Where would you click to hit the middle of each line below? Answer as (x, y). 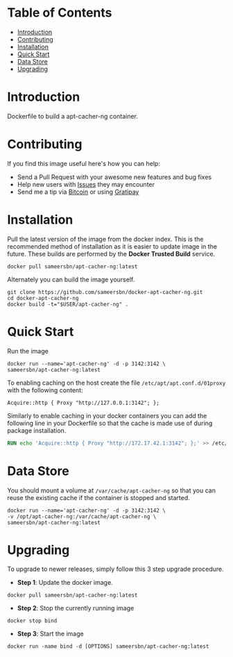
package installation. (37, 430)
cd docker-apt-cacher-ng (43, 298)
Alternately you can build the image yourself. (71, 279)
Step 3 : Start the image (51, 634)
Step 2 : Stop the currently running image (76, 608)
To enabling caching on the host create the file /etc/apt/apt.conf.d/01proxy (116, 383)
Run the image (28, 351)
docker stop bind (32, 621)
